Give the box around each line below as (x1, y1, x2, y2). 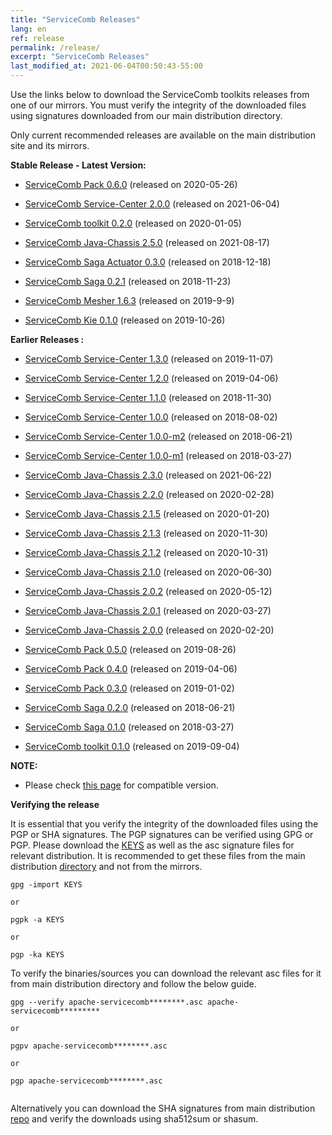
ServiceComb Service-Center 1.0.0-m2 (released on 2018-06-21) (24, 431, 293, 442)
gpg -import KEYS (10, 880, 83, 890)
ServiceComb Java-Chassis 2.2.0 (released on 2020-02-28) (24, 489, 275, 500)
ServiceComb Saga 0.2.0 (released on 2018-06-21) (24, 702, 236, 713)
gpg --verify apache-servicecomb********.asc (10, 997, 203, 1007)
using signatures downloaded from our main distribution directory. (10, 110, 283, 121)
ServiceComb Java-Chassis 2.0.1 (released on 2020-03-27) (24, 605, 272, 616)
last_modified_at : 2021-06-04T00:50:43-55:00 (10, 61, 203, 71)
